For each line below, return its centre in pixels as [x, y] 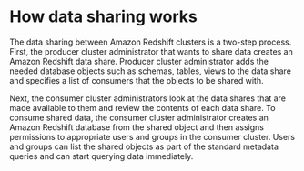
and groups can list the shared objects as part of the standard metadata [144, 146]
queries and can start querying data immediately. [101, 156]
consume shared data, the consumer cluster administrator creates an [139, 117]
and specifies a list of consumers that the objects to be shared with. [137, 80]
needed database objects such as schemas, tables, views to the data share [150, 71]
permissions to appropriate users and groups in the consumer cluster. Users [152, 136]
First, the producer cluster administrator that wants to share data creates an [151, 51]
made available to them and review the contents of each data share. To [142, 107]
